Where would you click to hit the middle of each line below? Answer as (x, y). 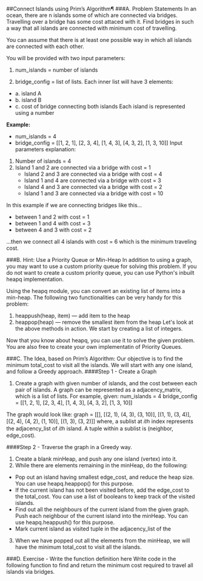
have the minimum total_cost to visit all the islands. (78, 547)
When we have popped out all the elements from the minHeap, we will (102, 541)
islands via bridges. (31, 572)
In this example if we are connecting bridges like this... (74, 205)
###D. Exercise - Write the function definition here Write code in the (91, 559)
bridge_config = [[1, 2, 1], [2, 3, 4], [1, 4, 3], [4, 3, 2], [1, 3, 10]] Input (99, 143)
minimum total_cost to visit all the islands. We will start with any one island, (100, 365)
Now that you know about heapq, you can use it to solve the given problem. (101, 340)
